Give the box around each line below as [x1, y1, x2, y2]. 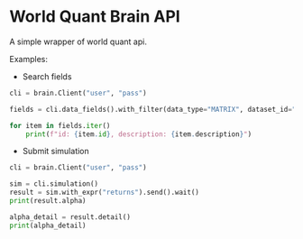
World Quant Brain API [9, 6, 180, 27]
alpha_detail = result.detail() [9, 212, 131, 222]
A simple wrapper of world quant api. [9, 36, 147, 47]
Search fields [22, 70, 72, 82]
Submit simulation [22, 146, 90, 157]
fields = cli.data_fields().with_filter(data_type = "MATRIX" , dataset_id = [9, 105, 293, 114]
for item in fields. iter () [9, 121, 111, 130]
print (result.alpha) [9, 197, 87, 206]
